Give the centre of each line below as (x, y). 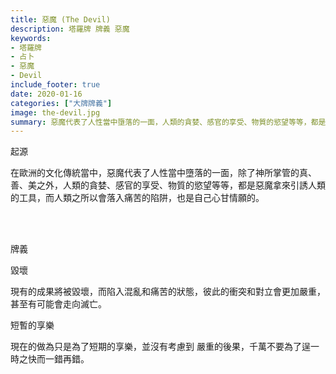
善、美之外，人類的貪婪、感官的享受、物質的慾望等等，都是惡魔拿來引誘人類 (168, 185)
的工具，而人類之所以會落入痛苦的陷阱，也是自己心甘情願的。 (137, 198)
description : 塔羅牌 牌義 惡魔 (70, 29)
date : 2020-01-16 (46, 94)
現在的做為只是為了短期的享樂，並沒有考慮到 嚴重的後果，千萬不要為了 (156, 347)
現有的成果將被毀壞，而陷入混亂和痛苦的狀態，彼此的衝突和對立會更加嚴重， (168, 292)
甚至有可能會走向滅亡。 (58, 304)
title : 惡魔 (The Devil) (60, 19)
